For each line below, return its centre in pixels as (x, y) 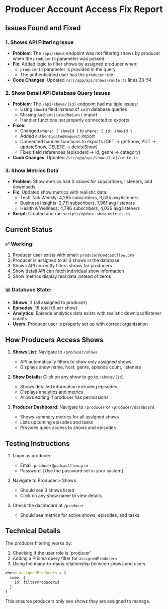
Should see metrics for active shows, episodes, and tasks (80, 515)
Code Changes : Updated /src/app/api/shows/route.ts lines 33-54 (82, 80)
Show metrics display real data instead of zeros (62, 276)
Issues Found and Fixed (43, 28)
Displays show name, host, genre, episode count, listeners (80, 367)
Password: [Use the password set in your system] (71, 471)
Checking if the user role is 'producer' (52, 553)
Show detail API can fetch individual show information (68, 271)
